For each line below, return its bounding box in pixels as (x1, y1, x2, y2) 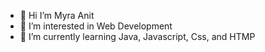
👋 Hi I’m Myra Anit (19, 10, 95, 21)
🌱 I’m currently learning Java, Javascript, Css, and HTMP (19, 31, 256, 42)
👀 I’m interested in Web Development (19, 20, 173, 32)
